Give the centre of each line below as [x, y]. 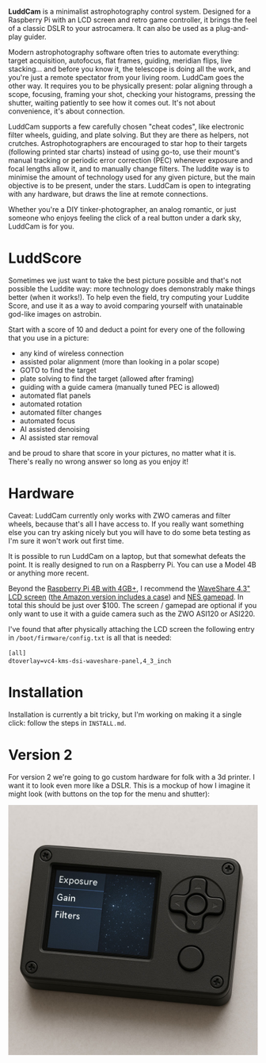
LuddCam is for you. [42, 226]
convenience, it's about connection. [66, 111]
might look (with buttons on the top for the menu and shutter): [109, 794]
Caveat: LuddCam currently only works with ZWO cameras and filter [120, 515]
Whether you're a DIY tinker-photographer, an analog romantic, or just [122, 209]
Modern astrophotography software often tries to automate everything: [124, 52]
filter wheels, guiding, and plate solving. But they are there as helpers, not [129, 135]
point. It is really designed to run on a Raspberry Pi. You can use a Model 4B [132, 564]
